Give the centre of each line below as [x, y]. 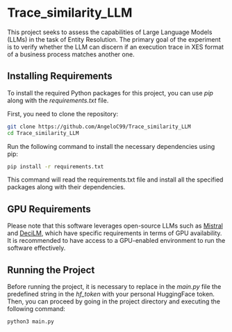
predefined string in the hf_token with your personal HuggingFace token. [111, 294]
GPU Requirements [49, 209]
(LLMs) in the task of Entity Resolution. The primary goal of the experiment [114, 39]
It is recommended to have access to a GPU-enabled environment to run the [116, 241]
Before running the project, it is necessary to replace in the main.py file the [114, 286]
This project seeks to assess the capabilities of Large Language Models [110, 32]
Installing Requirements [60, 76]
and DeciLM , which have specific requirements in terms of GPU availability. [115, 233]
